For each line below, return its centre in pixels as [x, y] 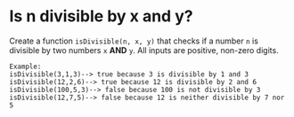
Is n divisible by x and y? [101, 16]
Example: [25, 66]
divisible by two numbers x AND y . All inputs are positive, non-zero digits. [144, 50]
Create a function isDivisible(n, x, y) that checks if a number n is [134, 41]
